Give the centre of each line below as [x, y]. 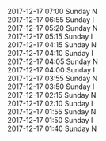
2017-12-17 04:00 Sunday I [51, 70]
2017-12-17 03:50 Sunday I [51, 87]
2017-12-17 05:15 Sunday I [50, 36]
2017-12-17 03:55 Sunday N [53, 78]
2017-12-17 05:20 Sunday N [53, 28]
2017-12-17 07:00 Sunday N [53, 11]
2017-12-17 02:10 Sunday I [50, 103]
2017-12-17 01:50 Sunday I [50, 120]
